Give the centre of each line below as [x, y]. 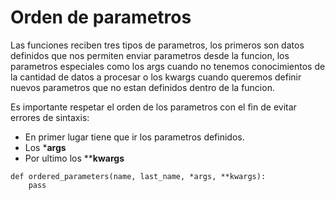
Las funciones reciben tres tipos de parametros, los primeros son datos [157, 45]
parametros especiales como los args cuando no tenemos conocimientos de [168, 66]
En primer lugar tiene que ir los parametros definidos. [134, 137]
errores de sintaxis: [50, 117]
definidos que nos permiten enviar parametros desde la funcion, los [150, 55]
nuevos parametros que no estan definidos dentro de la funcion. [142, 87]
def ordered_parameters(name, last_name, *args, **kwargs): [138, 176]
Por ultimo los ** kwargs [74, 158]
